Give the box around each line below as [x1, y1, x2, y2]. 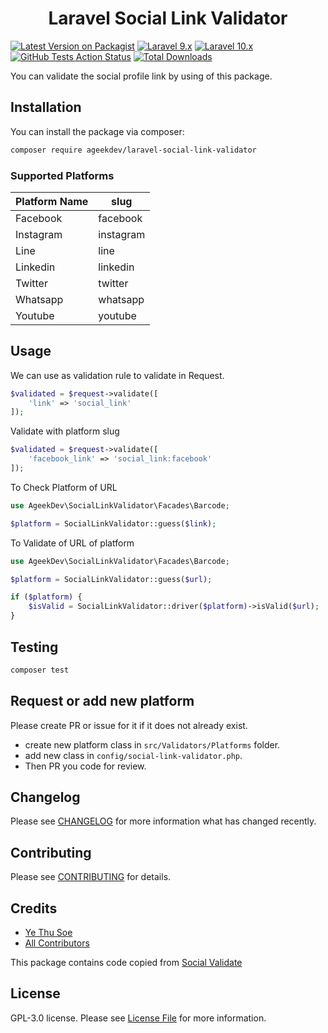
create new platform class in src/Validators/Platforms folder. [24, 738, 281, 751]
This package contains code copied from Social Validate [10, 957, 243, 969]
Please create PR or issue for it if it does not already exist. [10, 719, 248, 731]
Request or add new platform [10, 693, 195, 710]
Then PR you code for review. [24, 760, 147, 772]
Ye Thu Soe [24, 927, 73, 939]
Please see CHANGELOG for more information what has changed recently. [10, 815, 317, 827]
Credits [10, 900, 58, 917]
